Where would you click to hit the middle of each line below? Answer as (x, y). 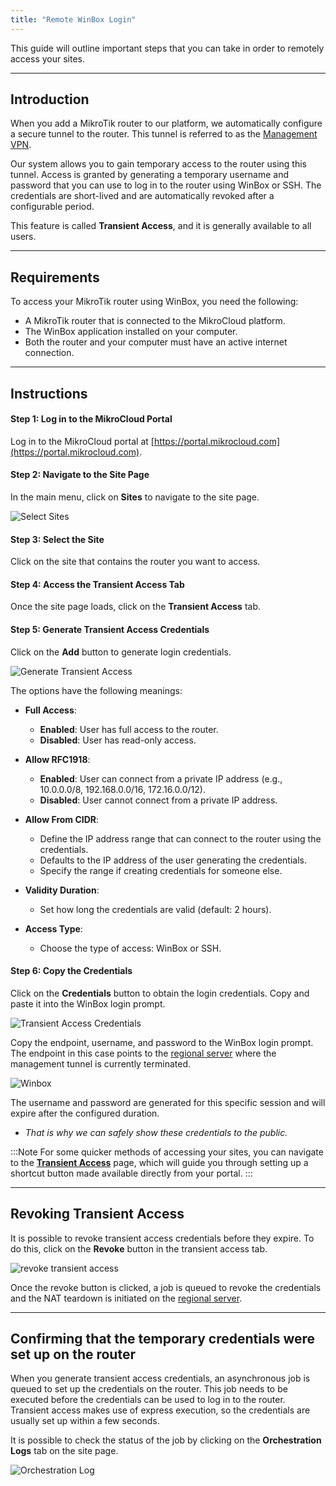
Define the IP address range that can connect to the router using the (180, 838)
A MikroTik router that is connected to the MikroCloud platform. (155, 321)
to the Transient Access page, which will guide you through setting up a (159, 1162)
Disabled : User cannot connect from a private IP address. (158, 800)
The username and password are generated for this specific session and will (168, 1102)
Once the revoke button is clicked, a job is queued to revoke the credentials (166, 1287)
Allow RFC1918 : (57, 759)
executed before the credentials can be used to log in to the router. (148, 1400)
